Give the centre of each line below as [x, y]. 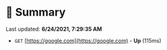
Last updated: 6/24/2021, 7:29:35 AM [54, 29]
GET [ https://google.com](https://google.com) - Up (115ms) [88, 40]
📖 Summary [36, 12]
